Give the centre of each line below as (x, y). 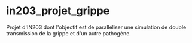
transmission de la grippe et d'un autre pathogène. (69, 33)
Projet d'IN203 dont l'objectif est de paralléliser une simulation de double (96, 27)
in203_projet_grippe (58, 11)
